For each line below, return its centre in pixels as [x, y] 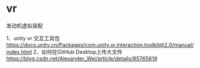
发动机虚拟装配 [24, 25]
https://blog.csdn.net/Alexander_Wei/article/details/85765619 [82, 59]
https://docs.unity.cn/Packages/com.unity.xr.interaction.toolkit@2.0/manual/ [100, 45]
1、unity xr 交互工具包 [33, 38]
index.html [19, 51]
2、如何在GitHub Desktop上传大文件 [78, 51]
